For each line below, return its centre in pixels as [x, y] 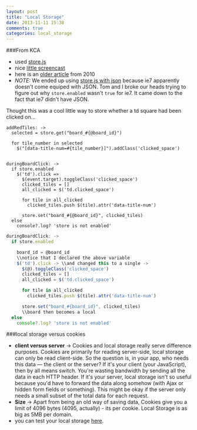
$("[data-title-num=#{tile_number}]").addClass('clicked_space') [98, 149]
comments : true [25, 28]
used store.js [30, 62]
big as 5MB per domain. [44, 415]
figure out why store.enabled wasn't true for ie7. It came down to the [98, 93]
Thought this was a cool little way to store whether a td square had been [94, 111]
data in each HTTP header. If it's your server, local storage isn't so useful [103, 377]
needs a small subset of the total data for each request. [81, 396]
